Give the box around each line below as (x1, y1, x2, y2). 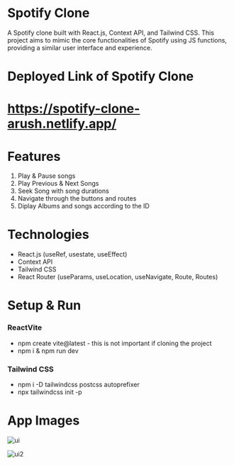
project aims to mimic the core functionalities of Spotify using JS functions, (7, 35, 227, 44)
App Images (7, 413, 80, 429)
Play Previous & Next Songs (17, 179, 99, 188)
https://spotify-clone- (7, 101, 140, 117)
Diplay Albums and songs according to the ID (17, 202, 150, 211)
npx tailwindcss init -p (17, 388, 83, 396)
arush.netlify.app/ (7, 116, 117, 132)
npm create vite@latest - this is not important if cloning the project (17, 339, 212, 347)
